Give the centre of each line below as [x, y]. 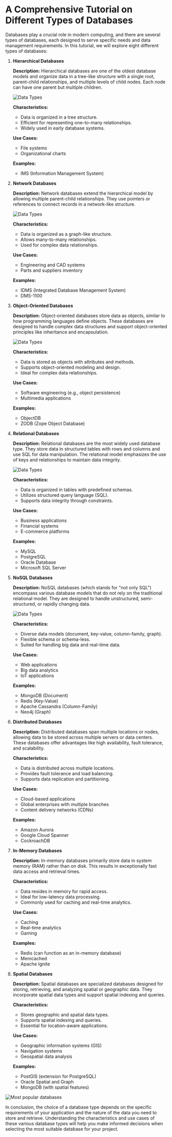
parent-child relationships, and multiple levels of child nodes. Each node [89, 82]
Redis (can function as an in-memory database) [71, 953]
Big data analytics [39, 670]
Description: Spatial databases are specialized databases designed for [88, 984]
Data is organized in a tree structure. [59, 117]
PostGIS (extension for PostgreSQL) [58, 1076]
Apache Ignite [35, 964]
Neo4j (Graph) [36, 712]
